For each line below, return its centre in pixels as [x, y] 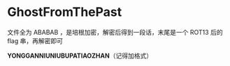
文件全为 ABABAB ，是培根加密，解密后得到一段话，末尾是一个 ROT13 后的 [115, 32]
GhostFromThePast [65, 12]
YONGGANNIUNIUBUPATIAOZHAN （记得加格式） [80, 56]
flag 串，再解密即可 [35, 41]
